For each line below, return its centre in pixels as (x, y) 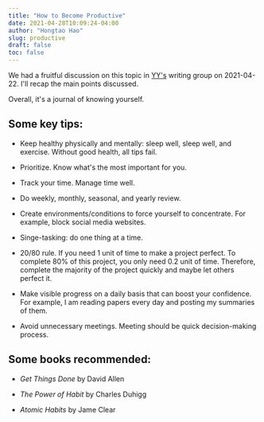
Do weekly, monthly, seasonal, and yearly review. (100, 198)
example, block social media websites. (83, 222)
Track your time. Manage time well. (77, 182)
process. (34, 334)
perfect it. (36, 278)
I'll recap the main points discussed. (80, 84)
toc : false (26, 53)
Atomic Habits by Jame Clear (68, 409)
